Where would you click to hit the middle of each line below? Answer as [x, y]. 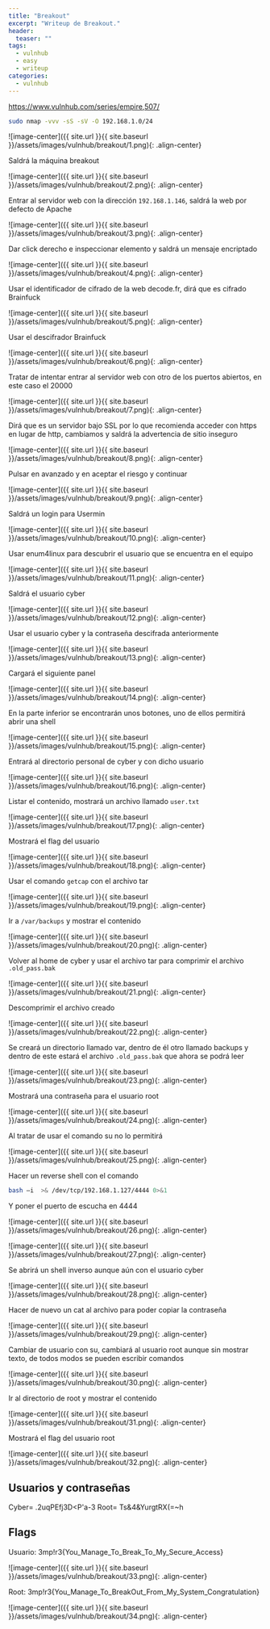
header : [21, 31]
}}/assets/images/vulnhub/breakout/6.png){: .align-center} [106, 362]
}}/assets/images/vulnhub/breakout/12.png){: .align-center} [107, 618]
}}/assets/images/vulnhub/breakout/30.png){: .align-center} [108, 1383]
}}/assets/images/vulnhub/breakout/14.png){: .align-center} [107, 697]
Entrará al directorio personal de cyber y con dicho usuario [106, 762]
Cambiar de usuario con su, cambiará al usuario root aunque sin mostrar [129, 1350]
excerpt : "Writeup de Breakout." [64, 23]
